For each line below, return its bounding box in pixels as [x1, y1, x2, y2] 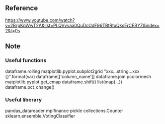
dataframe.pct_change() [5, 84, 55, 90]
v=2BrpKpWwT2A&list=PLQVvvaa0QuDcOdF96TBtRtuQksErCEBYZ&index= [5, 22, 160, 28]
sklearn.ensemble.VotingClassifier [5, 113, 76, 119]
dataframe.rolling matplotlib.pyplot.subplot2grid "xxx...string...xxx [5, 68, 140, 74]
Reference [5, 4, 38, 12]
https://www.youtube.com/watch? [5, 17, 75, 23]
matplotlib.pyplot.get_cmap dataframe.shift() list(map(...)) [5, 79, 123, 85]
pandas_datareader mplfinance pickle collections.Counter [5, 108, 123, 114]
